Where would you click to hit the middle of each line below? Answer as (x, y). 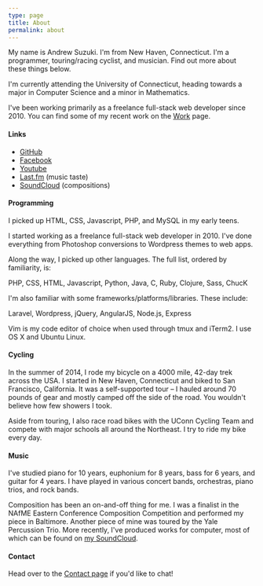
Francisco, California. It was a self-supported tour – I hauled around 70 (122, 389)
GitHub (31, 152)
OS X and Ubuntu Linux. (47, 337)
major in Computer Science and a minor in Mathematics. (99, 93)
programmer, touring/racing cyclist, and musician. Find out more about (122, 60)
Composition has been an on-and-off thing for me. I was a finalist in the (124, 505)
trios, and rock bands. (44, 490)
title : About (29, 23)
